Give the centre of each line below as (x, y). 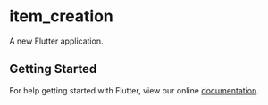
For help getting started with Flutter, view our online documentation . (134, 90)
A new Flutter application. (56, 41)
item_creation (61, 16)
